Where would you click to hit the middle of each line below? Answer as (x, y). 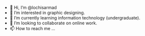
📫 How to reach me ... (32, 28)
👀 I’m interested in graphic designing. (47, 13)
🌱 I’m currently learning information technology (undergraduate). (75, 18)
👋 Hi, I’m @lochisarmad (33, 8)
